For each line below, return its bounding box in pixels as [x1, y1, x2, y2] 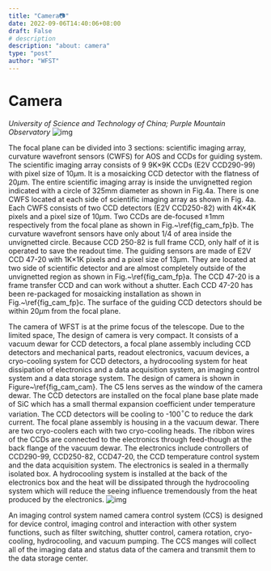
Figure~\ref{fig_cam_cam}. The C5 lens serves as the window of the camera [8, 382, 263, 391]
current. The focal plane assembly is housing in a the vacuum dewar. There [8, 417, 260, 427]
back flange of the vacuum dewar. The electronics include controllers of [8, 443, 249, 453]
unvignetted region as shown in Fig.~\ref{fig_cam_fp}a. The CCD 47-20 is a [8, 272, 260, 281]
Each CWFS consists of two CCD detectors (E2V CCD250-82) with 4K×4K [8, 203, 256, 213]
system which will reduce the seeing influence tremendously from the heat [8, 486, 257, 496]
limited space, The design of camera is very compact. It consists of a [8, 330, 239, 340]
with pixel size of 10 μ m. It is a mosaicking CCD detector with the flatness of [8, 168, 260, 178]
